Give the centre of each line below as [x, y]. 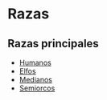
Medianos [36, 80]
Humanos [35, 62]
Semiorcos [37, 88]
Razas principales [53, 44]
